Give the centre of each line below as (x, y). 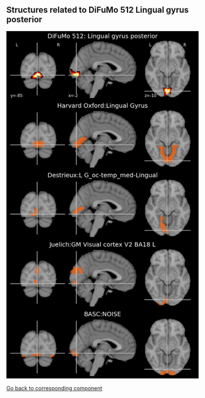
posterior (24, 20)
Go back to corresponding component (54, 388)
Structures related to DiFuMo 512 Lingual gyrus (98, 10)
